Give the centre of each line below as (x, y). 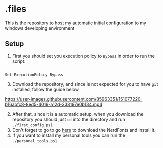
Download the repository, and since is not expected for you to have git (85, 84)
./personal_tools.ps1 (35, 141)
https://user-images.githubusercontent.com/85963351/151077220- (74, 99)
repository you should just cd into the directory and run (69, 119)
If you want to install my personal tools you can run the (69, 135)
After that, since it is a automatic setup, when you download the (78, 114)
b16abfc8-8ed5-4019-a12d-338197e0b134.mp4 (54, 104)
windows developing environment (40, 28)
